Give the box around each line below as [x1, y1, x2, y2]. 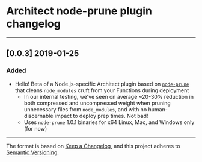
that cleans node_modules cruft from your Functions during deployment [14, 86, 189, 94]
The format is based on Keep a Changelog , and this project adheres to [6, 142, 180, 149]
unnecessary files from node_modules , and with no [23, 105, 147, 113]
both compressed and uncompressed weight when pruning [23, 99, 171, 107]
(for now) [23, 125, 47, 132]
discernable [23, 112, 54, 119]
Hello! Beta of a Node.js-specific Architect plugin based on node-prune [14, 80, 189, 87]
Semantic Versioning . [6, 149, 59, 156]
